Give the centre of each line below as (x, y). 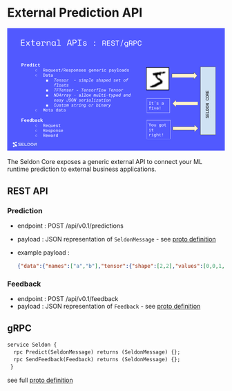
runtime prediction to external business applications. (82, 169)
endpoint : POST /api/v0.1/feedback (68, 299)
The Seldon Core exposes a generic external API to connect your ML (105, 162)
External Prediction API (75, 13)
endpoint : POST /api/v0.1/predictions (70, 226)
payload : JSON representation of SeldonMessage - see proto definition (116, 239)
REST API (28, 191)
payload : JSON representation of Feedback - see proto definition (109, 307)
